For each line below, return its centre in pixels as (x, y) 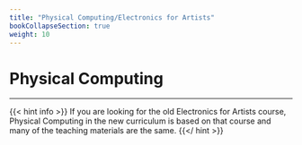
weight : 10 (30, 34)
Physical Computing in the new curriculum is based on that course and (140, 121)
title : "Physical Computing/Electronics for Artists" (112, 17)
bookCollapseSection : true (60, 26)
